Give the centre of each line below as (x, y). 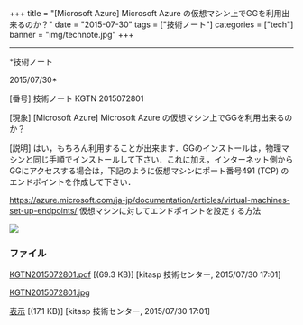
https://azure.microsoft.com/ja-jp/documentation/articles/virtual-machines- (150, 200)
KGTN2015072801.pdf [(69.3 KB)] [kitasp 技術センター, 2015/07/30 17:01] (145, 274)
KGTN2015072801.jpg (50, 292)
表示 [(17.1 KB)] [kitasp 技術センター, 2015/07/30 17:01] (110, 311)
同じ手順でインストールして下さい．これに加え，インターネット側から (163, 159)
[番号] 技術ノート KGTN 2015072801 (77, 98)
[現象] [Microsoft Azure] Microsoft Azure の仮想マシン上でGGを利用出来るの (151, 117)
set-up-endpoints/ (44, 211)
